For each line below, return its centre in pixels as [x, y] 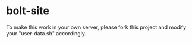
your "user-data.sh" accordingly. [46, 33]
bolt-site [28, 11]
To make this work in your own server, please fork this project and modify [96, 27]
